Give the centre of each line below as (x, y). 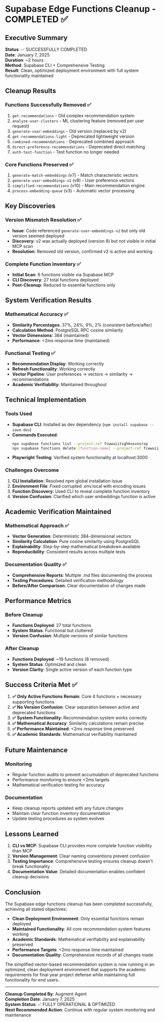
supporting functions (33, 702)
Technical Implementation (46, 400)
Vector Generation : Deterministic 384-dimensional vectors (72, 536)
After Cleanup (22, 648)
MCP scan (22, 246)
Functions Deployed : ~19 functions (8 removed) (61, 659)
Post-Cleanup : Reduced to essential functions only (64, 285)
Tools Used (19, 414)
